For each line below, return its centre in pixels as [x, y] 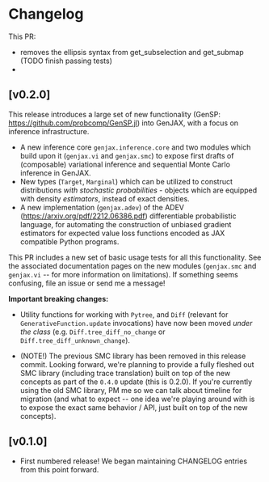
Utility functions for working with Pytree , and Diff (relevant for [124, 314]
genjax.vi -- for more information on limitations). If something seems [123, 274]
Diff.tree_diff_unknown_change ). [75, 340]
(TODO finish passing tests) [66, 61]
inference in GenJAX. [55, 173]
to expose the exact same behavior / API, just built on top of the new [134, 407]
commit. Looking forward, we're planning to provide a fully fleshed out [137, 364]
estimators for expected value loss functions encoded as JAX [122, 233]
